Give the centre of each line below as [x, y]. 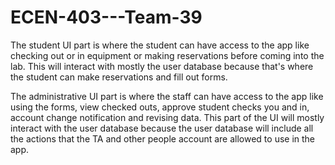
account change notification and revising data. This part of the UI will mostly [167, 117]
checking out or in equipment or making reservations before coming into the [167, 55]
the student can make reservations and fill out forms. [119, 77]
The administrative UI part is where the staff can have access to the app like [167, 96]
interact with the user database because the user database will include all [162, 128]
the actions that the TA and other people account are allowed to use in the [163, 138]
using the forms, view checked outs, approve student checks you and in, [160, 107]
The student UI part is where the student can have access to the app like [160, 45]
